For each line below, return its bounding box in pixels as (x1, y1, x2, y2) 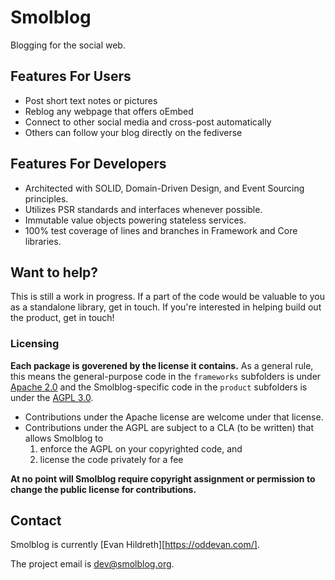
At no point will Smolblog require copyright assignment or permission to (10, 472, 316, 485)
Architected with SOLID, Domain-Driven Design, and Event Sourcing (24, 182, 305, 194)
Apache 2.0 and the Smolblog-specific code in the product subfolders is (10, 381, 308, 393)
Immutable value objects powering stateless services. (24, 214, 247, 226)
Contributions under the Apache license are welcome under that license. (24, 411, 324, 423)
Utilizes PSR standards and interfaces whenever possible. (24, 203, 263, 215)
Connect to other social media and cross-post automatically (24, 116, 272, 128)
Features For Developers (10, 156, 167, 173)
